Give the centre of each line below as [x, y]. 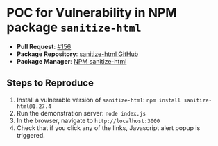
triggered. [31, 135]
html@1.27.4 [34, 106]
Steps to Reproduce [50, 83]
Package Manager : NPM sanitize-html [72, 61]
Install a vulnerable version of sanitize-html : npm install [99, 100]
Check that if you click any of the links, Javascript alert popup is [108, 128]
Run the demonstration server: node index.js [81, 113]
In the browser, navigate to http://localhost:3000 [88, 120]
